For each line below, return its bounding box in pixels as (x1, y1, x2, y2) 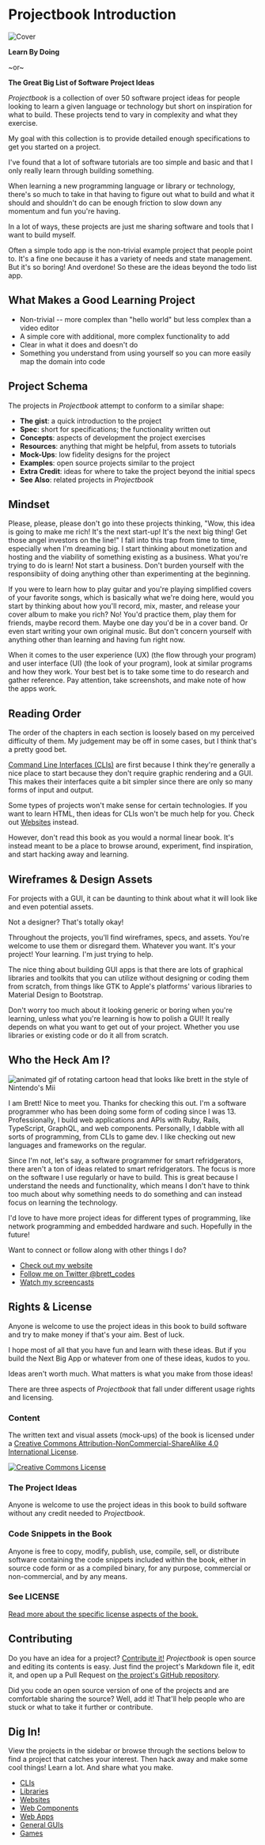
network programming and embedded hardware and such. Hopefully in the (8, 1221, 253, 1231)
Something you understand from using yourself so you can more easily (19, 348, 252, 358)
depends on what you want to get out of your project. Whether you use (8, 1023, 240, 1031)
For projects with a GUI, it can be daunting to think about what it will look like (8, 894, 258, 903)
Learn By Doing (8, 47, 60, 56)
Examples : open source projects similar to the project (19, 457, 195, 468)
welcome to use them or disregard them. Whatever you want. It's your (8, 941, 236, 951)
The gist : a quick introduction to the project (19, 416, 162, 425)
